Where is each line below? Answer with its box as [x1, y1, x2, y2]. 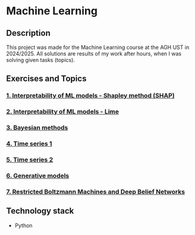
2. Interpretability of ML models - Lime [6, 107, 119, 116]
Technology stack [6, 206, 74, 216]
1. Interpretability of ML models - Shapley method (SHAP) [6, 91, 175, 100]
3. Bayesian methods [6, 123, 68, 132]
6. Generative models [6, 171, 70, 180]
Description [6, 28, 51, 38]
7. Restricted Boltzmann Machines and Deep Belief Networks [6, 187, 185, 196]
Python [14, 222, 33, 229]
